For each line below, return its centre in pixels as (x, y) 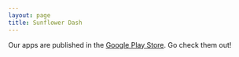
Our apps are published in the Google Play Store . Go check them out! (120, 45)
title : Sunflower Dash (45, 23)
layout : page (29, 15)
